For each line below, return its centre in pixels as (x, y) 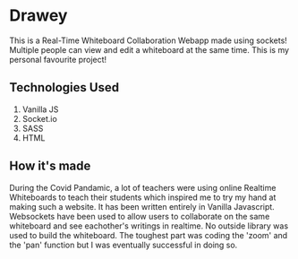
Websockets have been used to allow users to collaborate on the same (140, 216)
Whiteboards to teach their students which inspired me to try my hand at (143, 197)
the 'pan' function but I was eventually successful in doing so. (123, 245)
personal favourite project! (58, 59)
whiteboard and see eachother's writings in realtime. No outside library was (149, 226)
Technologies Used (64, 87)
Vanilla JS (40, 109)
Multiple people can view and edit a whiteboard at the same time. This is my (149, 49)
